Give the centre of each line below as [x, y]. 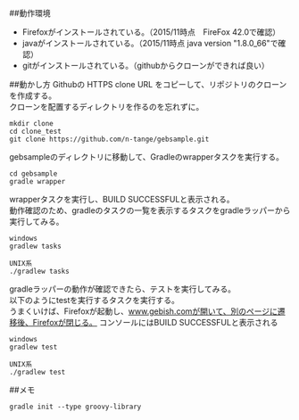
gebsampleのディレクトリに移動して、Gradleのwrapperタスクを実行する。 [146, 157]
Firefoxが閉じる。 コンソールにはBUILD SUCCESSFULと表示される [155, 322]
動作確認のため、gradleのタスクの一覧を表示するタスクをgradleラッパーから [150, 210]
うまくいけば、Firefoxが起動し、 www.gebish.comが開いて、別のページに [144, 311]
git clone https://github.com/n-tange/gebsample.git [109, 139]
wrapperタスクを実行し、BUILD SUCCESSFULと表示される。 [122, 199]
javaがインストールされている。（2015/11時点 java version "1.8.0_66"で [150, 43]
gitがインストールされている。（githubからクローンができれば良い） [145, 66]
